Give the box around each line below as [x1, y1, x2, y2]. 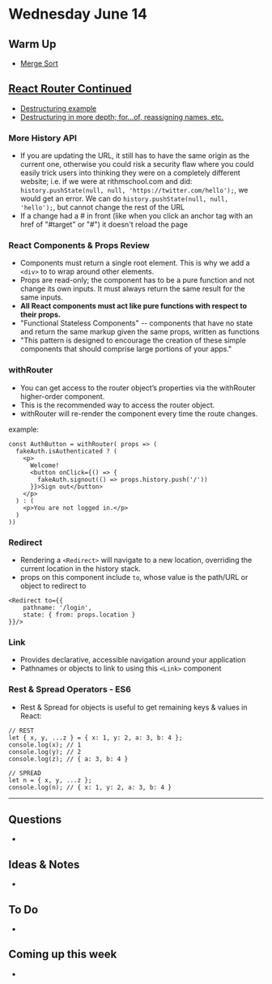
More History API [8, 132, 77, 143]
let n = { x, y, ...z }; [8, 776, 92, 784]
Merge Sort [19, 58, 58, 68]
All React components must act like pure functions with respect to [19, 301, 248, 311]
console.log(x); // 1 [8, 740, 82, 749]
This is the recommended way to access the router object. [19, 400, 215, 410]
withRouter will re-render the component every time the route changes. [19, 408, 258, 418]
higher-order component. [19, 391, 105, 401]
